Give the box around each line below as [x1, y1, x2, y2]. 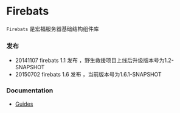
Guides [15, 100, 33, 108]
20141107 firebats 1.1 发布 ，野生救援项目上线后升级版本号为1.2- [15, 56, 175, 64]
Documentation [6, 86, 54, 95]
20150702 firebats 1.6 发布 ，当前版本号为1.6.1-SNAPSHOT [15, 71, 162, 78]
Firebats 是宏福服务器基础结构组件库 [6, 25, 99, 32]
